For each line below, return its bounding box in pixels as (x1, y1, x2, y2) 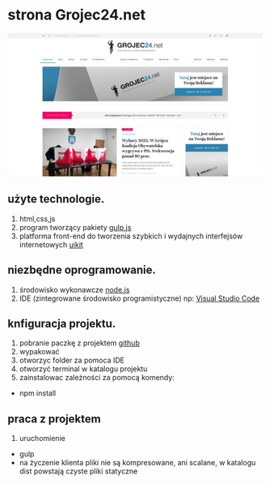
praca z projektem (7, 412, 102, 426)
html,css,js (19, 213, 56, 224)
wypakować (19, 347, 60, 357)
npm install (19, 388, 57, 398)
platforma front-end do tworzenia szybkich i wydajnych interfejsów (19, 231, 243, 241)
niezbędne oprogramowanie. (7, 263, 157, 277)
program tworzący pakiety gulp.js (19, 222, 132, 232)
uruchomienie (19, 434, 65, 443)
